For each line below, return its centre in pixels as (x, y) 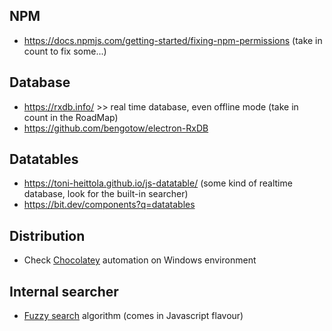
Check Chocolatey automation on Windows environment (140, 260)
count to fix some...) (65, 51)
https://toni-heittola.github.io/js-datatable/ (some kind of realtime (158, 183)
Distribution (47, 235)
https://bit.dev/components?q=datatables (109, 205)
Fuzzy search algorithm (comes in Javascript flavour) (133, 316)
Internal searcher (64, 291)
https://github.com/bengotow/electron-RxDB (116, 128)
